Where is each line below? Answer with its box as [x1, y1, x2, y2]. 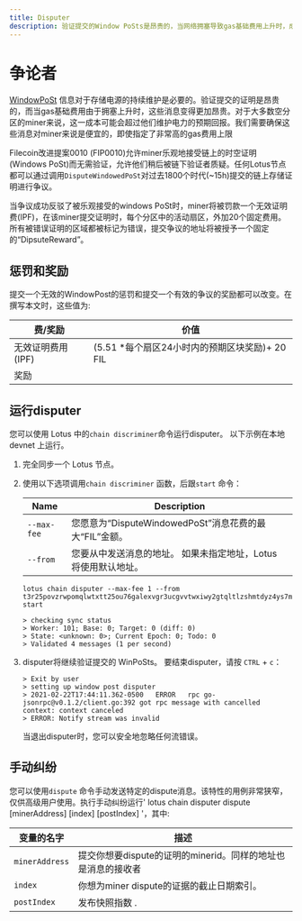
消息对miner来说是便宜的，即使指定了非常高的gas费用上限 [16, 128, 234, 140]
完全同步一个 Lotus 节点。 [22, 459, 120, 470]
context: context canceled [22, 707, 124, 716]
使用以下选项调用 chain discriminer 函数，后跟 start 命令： [22, 479, 243, 489]
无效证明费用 [13, 342, 69, 354]
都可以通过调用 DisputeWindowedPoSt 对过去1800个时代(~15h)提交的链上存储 [9, 170, 285, 181]
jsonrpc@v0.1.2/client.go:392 [22, 698, 137, 707]
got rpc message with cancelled [138, 698, 261, 707]
